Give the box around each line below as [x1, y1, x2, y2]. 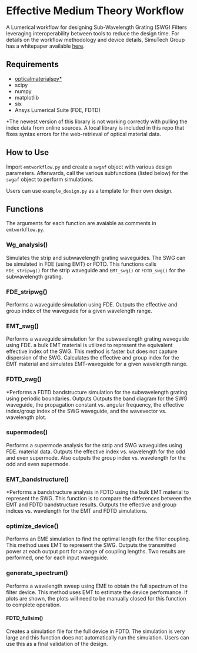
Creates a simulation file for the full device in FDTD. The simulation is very [6, 628, 185, 635]
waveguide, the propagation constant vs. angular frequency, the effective [6, 401, 184, 408]
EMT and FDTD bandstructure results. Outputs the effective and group [6, 501, 176, 508]
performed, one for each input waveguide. [6, 554, 109, 561]
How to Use [6, 147, 49, 157]
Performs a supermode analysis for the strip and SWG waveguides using [6, 441, 182, 448]
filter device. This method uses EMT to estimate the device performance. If [6, 588, 188, 596]
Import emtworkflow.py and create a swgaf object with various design [6, 163, 172, 170]
